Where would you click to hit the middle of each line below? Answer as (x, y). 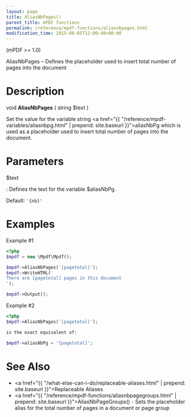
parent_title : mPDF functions (43, 22)
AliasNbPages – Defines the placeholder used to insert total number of (91, 62)
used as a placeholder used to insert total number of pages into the (87, 132)
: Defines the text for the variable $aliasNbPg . (61, 189)
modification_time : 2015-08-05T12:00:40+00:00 (64, 33)
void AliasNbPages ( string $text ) (47, 108)
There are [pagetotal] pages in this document (64, 278)
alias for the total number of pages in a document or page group (92, 408)
